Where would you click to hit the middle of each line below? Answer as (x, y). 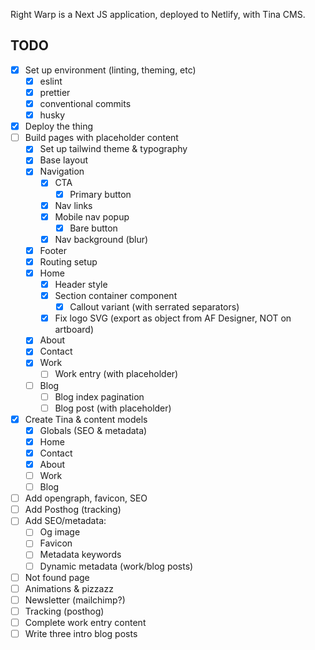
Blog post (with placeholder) (113, 408)
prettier (55, 92)
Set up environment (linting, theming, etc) (110, 70)
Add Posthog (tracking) (73, 510)
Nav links (73, 205)
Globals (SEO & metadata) (93, 430)
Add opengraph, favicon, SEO (86, 498)
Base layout (63, 160)
